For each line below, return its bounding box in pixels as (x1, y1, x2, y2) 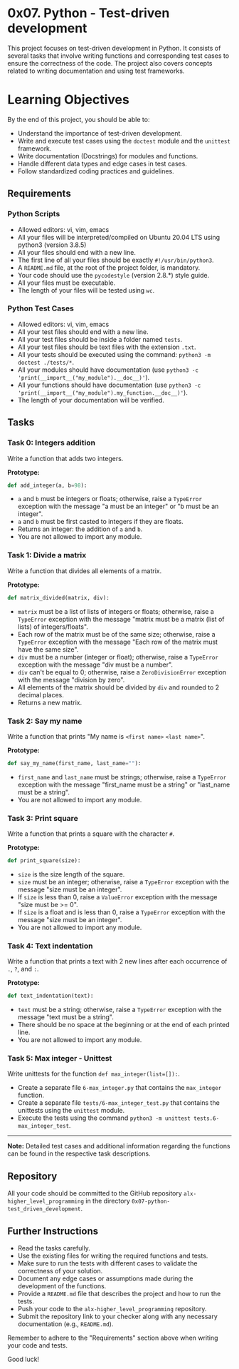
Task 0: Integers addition (7, 438, 96, 448)
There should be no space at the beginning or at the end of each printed (17, 1021, 230, 1029)
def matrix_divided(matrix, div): (7, 594, 110, 601)
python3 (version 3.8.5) (17, 241, 87, 249)
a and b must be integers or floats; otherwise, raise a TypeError (17, 495, 203, 503)
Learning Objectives (7, 91, 129, 108)
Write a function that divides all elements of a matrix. (7, 566, 162, 575)
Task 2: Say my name (7, 716, 83, 726)
